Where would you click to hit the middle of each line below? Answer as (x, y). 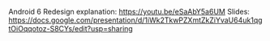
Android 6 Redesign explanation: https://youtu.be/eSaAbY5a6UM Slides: (129, 12)
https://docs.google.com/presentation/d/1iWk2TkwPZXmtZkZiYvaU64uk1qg (135, 20)
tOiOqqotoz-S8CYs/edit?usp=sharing (71, 29)
